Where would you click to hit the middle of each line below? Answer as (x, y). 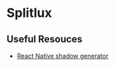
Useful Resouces (45, 39)
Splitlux (29, 13)
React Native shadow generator (63, 56)
